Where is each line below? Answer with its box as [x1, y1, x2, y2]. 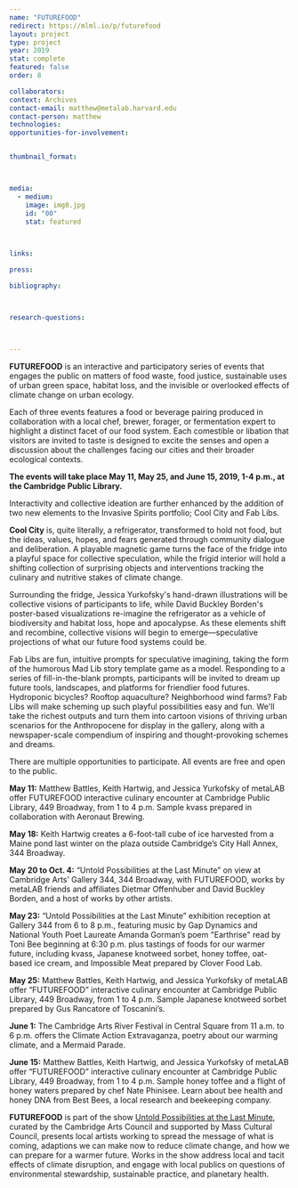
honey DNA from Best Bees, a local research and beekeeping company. [9, 1094, 272, 1105]
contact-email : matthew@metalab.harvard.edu [9, 103, 177, 112]
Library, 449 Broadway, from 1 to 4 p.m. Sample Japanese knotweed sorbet [9, 994, 287, 1005]
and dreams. [9, 738, 56, 749]
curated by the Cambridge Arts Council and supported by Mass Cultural [9, 1121, 273, 1132]
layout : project [9, 29, 69, 38]
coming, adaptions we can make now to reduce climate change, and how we [9, 1140, 290, 1151]
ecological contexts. [9, 453, 84, 464]
